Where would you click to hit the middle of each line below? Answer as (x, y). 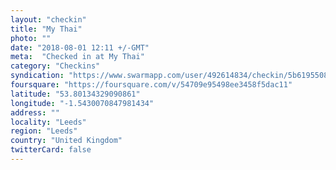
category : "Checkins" (55, 66)
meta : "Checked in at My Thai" (77, 57)
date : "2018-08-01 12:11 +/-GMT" (80, 47)
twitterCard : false (51, 150)
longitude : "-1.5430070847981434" (82, 103)
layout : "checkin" (48, 19)
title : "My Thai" (46, 29)
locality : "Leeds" (48, 122)
